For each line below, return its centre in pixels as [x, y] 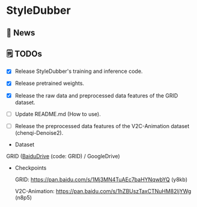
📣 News [21, 33]
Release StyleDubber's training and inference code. [79, 71]
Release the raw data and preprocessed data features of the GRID [96, 95]
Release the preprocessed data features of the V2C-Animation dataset [102, 126]
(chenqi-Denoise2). [39, 132]
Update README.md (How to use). [58, 114]
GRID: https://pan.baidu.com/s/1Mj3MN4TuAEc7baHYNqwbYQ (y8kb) [101, 179]
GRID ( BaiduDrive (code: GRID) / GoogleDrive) [63, 156]
